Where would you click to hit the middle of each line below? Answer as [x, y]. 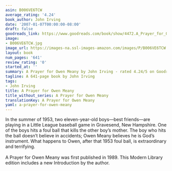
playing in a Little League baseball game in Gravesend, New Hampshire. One [86, 125]
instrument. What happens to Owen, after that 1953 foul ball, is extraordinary [86, 141]
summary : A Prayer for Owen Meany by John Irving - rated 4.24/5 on [80, 72]
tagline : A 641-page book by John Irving [50, 77]
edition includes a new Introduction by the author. [58, 163]
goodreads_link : [23, 34]
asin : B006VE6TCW [24, 10]
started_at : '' [21, 67]
